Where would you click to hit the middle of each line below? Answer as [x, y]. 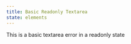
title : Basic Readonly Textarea [47, 12]
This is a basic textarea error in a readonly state [65, 34]
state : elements [27, 17]
